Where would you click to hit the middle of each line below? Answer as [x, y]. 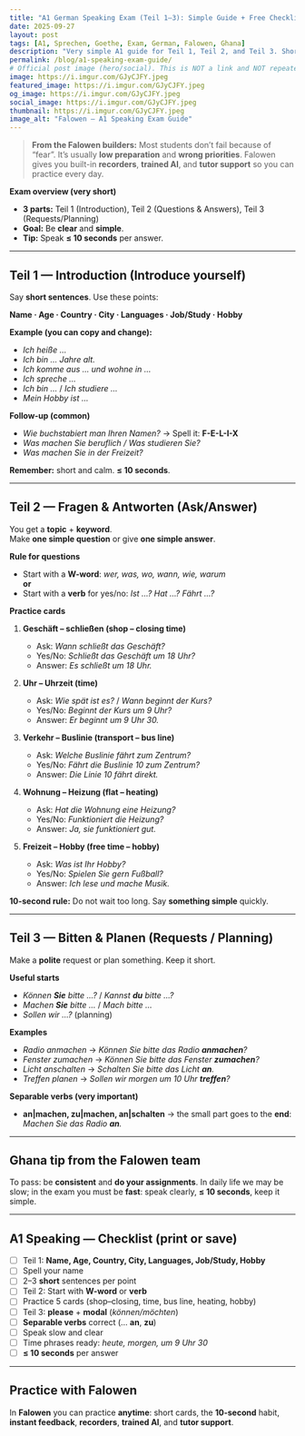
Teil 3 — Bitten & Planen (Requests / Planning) [142, 938]
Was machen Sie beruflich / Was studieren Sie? [112, 442]
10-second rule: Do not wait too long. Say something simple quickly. [139, 901]
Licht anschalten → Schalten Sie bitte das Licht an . [118, 1069]
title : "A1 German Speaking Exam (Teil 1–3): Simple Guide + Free [138, 18]
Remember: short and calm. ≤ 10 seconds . [90, 470]
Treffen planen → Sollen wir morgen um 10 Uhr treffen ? [126, 1078]
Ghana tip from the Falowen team [105, 1160]
